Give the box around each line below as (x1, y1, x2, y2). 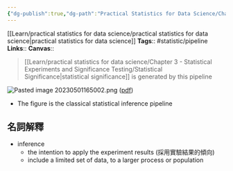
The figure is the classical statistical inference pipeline (17, 99, 173, 108)
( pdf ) (119, 85, 134, 94)
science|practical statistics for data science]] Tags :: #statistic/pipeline (7, 36, 208, 45)
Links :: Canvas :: (7, 44, 54, 52)
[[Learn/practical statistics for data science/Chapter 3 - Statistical (24, 57, 213, 66)
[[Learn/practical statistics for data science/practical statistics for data (7, 29, 209, 38)
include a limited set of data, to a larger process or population (27, 156, 204, 164)
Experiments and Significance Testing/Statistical (24, 65, 163, 73)
